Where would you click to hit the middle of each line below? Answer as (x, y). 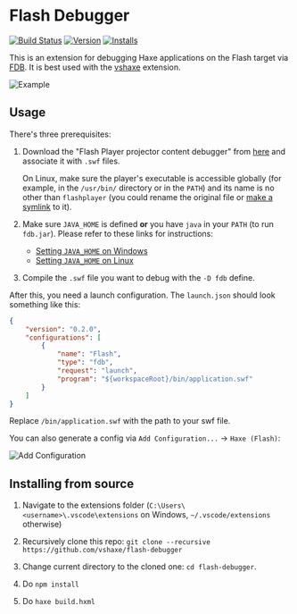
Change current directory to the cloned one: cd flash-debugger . (139, 567)
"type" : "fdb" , (85, 363)
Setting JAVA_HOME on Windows (92, 250)
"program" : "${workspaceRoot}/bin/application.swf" (155, 379)
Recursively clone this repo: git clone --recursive (116, 542)
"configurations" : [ (63, 337)
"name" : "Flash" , (89, 354)
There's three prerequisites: (60, 134)
